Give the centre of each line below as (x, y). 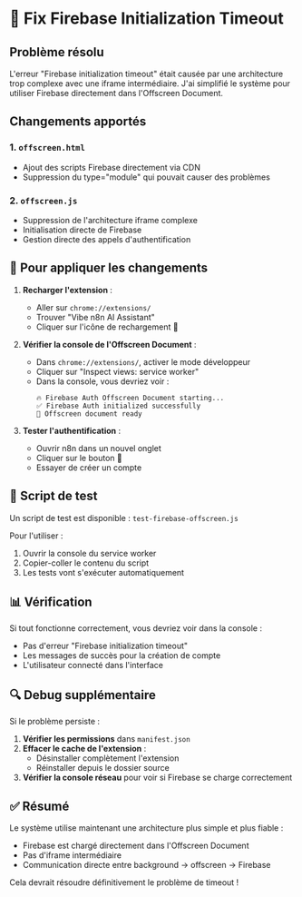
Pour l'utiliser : (36, 536)
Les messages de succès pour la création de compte (122, 655)
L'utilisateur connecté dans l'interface (93, 665)
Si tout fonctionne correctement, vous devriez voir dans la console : (136, 628)
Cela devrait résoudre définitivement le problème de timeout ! (124, 882)
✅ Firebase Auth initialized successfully (118, 406)
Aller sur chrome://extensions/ (93, 307)
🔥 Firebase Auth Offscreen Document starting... (130, 398)
